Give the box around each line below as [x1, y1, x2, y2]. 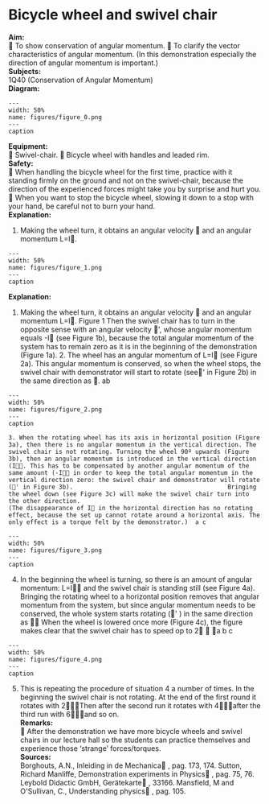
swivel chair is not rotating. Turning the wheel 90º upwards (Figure [8, 447, 250, 456]
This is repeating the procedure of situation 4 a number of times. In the [19, 683, 255, 693]
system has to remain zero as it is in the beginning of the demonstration [19, 341, 258, 351]
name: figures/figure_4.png [8, 655, 103, 663]
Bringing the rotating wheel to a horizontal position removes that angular [19, 592, 259, 601]
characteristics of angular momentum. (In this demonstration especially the [8, 49, 257, 59]
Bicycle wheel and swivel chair [8, 6, 218, 24]
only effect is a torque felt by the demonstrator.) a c [8, 517, 206, 526]
